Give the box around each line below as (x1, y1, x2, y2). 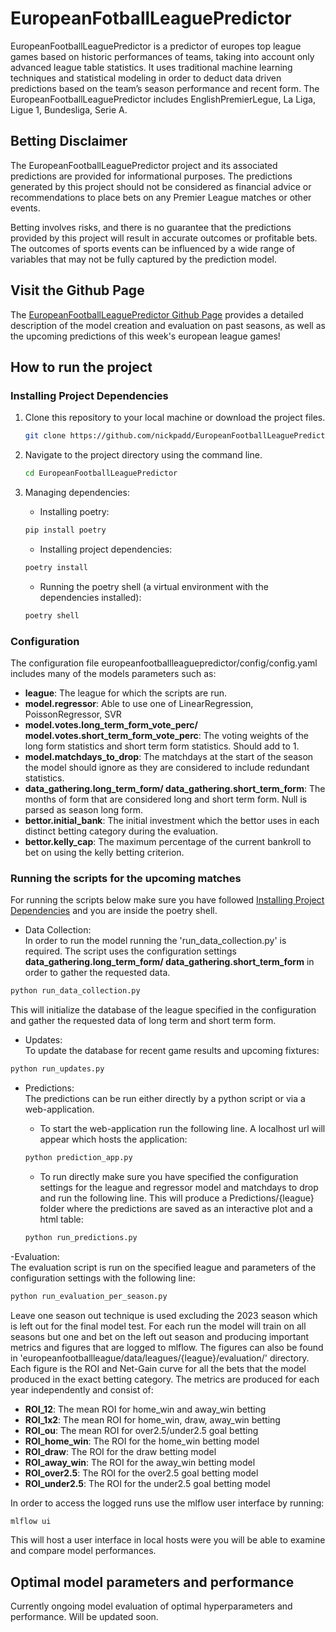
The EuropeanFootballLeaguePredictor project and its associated (10, 159, 278, 171)
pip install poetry (24, 525, 107, 535)
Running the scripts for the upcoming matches (10, 871, 242, 885)
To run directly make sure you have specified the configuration (39, 1170, 299, 1182)
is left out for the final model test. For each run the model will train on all (10, 1320, 307, 1332)
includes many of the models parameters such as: (10, 667, 217, 679)
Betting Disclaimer (10, 133, 128, 150)
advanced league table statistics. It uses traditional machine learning (10, 61, 293, 73)
